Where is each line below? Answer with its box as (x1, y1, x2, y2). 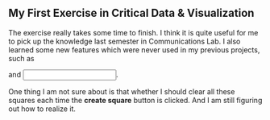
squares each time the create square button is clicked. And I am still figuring (8, 95, 263, 105)
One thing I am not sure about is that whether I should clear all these (8, 86, 235, 96)
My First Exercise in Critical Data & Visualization (8, 6, 255, 20)
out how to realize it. (8, 104, 77, 114)
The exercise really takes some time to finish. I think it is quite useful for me (8, 27, 259, 37)
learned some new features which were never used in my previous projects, (8, 44, 260, 55)
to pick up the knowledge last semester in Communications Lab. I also (8, 36, 241, 46)
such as (8, 53, 35, 63)
